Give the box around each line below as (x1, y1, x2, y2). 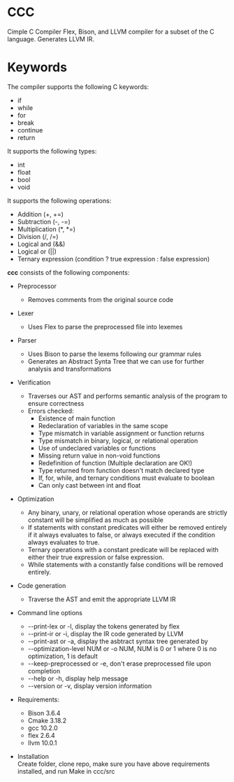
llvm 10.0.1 (27, 739, 57, 747)
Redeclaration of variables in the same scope (38, 421, 169, 430)
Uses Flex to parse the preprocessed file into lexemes (27, 322, 183, 331)
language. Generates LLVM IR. (7, 34, 95, 43)
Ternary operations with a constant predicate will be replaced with (27, 545, 219, 554)
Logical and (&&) (17, 240, 66, 248)
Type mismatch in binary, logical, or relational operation (38, 436, 198, 445)
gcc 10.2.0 (27, 723, 58, 732)
